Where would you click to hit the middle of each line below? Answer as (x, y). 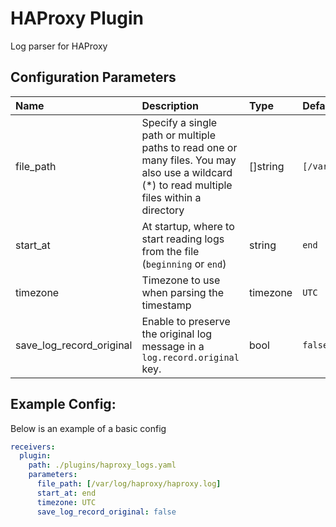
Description (170, 105)
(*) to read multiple (187, 185)
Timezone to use (181, 280)
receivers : (33, 447)
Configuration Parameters (93, 77)
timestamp (166, 305)
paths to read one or (189, 147)
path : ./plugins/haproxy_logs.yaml (102, 465)
